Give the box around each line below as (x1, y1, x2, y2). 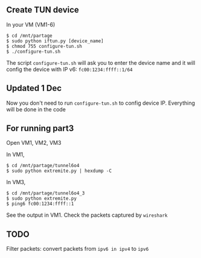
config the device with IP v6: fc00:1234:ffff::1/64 (6, 65, 133, 73)
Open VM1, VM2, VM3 (6, 139, 62, 147)
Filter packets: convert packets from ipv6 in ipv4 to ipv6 (6, 245, 149, 253)
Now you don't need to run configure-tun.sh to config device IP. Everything (6, 99, 195, 107)
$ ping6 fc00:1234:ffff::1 (6, 201, 74, 207)
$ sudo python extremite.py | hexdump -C (6, 168, 112, 174)
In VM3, (6, 179, 26, 186)
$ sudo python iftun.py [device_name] (6, 38, 104, 44)
